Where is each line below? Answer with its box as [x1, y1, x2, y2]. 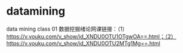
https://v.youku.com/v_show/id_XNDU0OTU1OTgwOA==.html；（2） [6, 32, 177, 40]
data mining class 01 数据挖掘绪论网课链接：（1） [6, 25, 128, 32]
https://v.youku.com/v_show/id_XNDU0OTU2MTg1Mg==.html [6, 40, 160, 47]
